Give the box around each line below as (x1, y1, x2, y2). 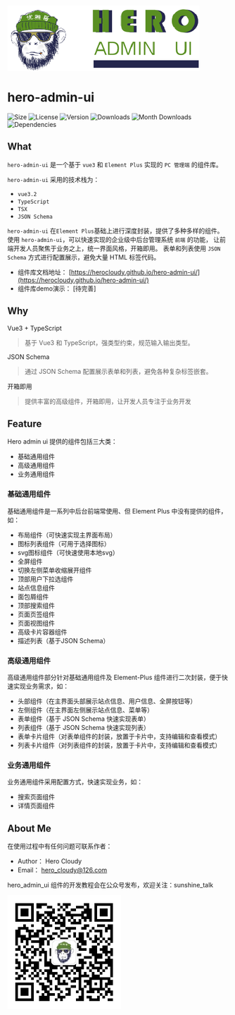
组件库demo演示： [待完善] (17, 284, 96, 293)
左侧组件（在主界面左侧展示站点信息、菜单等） (17, 705, 153, 714)
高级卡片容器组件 (17, 627, 68, 636)
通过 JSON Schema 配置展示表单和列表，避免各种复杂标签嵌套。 (24, 367, 212, 375)
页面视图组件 (17, 619, 55, 627)
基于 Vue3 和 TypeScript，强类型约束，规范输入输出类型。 (24, 338, 195, 347)
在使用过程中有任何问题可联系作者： (7, 842, 113, 851)
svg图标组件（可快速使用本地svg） (17, 548, 119, 557)
